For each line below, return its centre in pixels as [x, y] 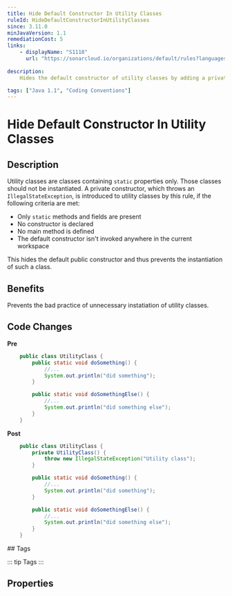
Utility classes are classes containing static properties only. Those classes [114, 181]
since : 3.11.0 [28, 26]
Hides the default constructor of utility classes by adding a [113, 78]
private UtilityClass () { [69, 453]
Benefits [26, 289]
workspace [33, 246]
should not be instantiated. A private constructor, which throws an [101, 189]
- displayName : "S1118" [54, 53]
